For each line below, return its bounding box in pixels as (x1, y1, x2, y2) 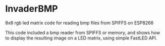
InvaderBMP (5, 3, 58, 15)
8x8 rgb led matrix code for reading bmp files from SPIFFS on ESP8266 (5, 20, 154, 26)
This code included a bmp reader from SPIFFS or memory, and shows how (5, 29, 160, 35)
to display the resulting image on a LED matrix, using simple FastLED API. (5, 35, 157, 41)
